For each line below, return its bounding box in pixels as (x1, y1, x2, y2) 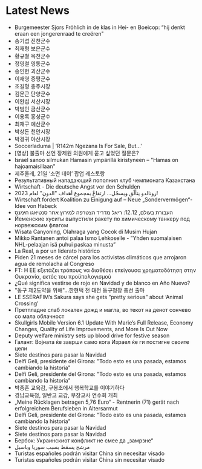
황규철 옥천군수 (14, 52, 51, 59)
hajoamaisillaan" (14, 163, 56, 170)
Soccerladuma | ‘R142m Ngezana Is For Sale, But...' (14, 142, 143, 149)
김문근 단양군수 (14, 90, 51, 97)
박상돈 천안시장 (14, 128, 51, 135)
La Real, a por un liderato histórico (14, 247, 100, 254)
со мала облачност (14, 312, 65, 320)
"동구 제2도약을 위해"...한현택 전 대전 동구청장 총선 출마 (14, 286, 145, 294)
